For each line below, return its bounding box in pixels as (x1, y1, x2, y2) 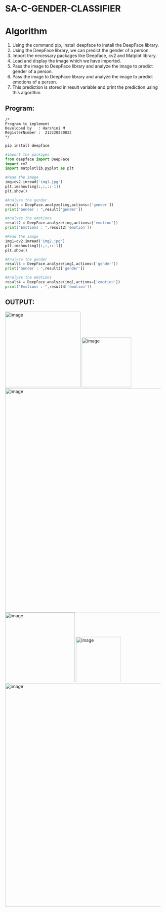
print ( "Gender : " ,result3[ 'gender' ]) (5, 266, 85, 271)
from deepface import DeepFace (5, 157, 70, 162)
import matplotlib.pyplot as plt (5, 166, 74, 171)
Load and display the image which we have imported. (12, 58, 121, 64)
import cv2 (5, 161, 28, 166)
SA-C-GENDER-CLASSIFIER (5, 3, 121, 14)
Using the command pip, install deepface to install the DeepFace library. (12, 42, 159, 48)
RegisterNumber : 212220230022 (5, 130, 72, 135)
